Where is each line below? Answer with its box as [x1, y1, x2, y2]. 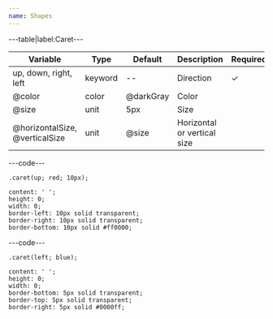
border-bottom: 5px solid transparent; [8, 289, 144, 297]
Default [132, 54, 162, 65]
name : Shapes [8, 11, 53, 20]
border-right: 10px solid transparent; [8, 216, 144, 224]
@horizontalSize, [12, 122, 77, 133]
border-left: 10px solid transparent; [8, 209, 140, 218]
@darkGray [125, 90, 170, 101]
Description [177, 54, 223, 65]
